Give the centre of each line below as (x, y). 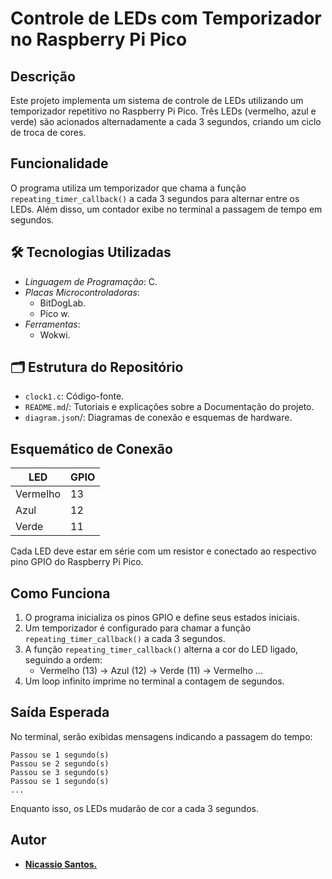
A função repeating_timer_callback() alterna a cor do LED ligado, (161, 649)
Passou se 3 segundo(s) (60, 772)
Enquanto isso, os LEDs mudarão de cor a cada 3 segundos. (135, 808)
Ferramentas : (52, 324)
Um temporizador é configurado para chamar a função (138, 628)
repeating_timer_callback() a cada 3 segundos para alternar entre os (155, 198)
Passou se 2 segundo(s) (60, 763)
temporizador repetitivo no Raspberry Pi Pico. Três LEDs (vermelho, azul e (163, 111)
